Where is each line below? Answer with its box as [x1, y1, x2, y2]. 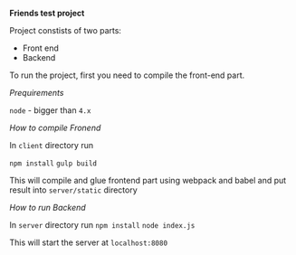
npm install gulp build [9, 159, 98, 168]
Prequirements [9, 88, 64, 98]
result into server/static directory [9, 184, 138, 195]
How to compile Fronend [9, 122, 101, 133]
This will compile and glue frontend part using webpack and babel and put [9, 175, 287, 185]
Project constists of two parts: [9, 25, 122, 35]
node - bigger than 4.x [9, 105, 91, 116]
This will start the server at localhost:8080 [9, 237, 168, 248]
